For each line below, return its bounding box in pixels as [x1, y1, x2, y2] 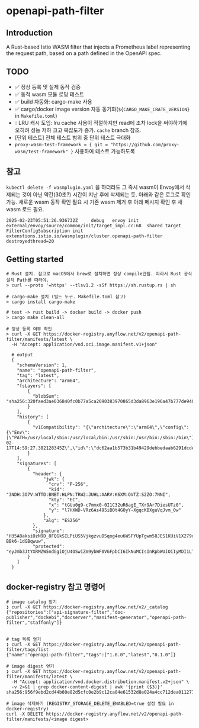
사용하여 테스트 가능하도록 [75, 147, 135, 154]
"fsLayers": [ [17, 383, 52, 389]
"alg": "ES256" [43, 518, 81, 524]
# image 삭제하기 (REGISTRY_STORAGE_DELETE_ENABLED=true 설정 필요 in [6, 701, 174, 707]
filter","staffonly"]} [6, 620, 62, 626]
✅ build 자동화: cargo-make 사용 [14, 98, 93, 105]
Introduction [6, 28, 53, 38]
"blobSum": [32, 394, 60, 400]
